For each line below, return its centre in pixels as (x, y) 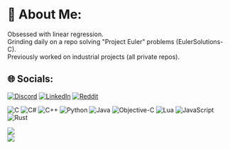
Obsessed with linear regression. (56, 34)
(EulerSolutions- (199, 41)
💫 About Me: (45, 15)
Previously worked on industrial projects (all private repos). (93, 57)
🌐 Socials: (31, 79)
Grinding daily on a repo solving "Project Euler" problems (91, 41)
